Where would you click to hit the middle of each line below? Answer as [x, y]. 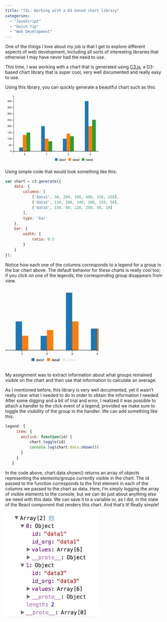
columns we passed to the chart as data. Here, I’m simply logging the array [82, 488]
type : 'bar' [36, 218]
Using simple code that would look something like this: [61, 171]
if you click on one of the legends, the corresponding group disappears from [84, 275]
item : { [24, 431]
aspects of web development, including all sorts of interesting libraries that [82, 52]
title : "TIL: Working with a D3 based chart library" [62, 11]
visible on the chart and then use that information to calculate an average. [81, 380]
